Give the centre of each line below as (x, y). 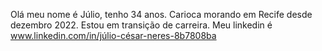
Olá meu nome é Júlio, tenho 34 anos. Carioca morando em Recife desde (161, 14)
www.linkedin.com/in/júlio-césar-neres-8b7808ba (113, 35)
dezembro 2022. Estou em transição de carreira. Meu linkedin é (141, 25)
